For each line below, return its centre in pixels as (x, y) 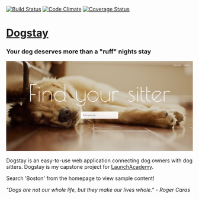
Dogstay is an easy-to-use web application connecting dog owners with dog (99, 161)
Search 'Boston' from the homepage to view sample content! (80, 178)
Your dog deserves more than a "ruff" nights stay (79, 52)
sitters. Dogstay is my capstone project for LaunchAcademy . (80, 167)
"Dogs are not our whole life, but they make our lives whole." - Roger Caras (98, 190)
